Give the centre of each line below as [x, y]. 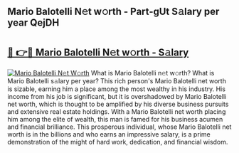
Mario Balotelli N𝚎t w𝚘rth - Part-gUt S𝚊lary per [113, 12]
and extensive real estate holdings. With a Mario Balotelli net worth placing [117, 112]
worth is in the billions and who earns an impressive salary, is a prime [109, 134]
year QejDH [33, 23]
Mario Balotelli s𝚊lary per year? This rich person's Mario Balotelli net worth [117, 81]
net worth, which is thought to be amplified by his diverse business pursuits [118, 104]
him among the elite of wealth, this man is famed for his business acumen [115, 119]
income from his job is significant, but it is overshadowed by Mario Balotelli [117, 96]
